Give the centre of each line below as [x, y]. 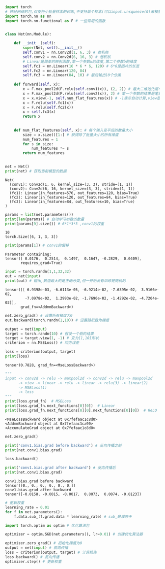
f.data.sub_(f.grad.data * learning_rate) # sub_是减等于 [73, 517]
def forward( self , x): [37, 84]
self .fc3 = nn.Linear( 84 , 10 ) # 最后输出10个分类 [72, 75]
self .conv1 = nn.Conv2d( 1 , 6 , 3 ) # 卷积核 [66, 52]
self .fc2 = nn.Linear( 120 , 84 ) [55, 71]
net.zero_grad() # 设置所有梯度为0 [39, 315]
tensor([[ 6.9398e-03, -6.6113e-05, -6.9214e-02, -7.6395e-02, [71, 290]
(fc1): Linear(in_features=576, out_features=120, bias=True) [74, 193]
